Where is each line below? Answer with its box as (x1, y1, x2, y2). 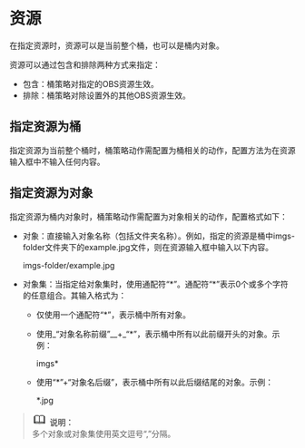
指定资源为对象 (9, 185, 93, 200)
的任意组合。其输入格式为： (22, 289, 127, 300)
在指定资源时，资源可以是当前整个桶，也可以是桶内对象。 (9, 40, 224, 51)
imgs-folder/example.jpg (22, 259, 115, 270)
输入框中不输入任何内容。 (9, 156, 105, 167)
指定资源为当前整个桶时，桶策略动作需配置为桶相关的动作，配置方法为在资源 (9, 144, 296, 155)
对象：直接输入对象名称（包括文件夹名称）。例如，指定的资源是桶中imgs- (22, 230, 295, 241)
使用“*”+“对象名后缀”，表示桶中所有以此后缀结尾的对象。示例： (35, 376, 274, 387)
